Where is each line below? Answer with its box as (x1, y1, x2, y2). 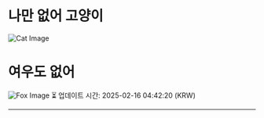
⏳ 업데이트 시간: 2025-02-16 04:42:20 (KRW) (50, 91, 196, 100)
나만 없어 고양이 (8, 7, 104, 25)
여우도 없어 (8, 63, 75, 81)
